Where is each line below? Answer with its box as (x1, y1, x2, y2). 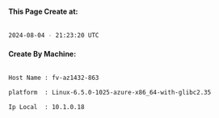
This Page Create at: (8, 6, 78, 16)
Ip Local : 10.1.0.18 (8, 103, 85, 112)
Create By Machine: (8, 48, 77, 58)
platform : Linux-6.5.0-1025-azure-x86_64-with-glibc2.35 (8, 89, 212, 97)
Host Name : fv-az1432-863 (8, 74, 99, 82)
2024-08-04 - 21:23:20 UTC (8, 32, 99, 40)
